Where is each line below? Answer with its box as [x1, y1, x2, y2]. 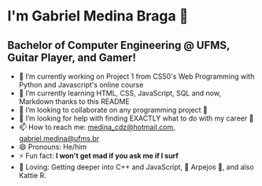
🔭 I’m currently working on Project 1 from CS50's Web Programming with [18, 72, 255, 81]
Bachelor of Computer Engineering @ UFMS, [7, 39, 230, 52]
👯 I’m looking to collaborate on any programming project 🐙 [18, 106, 208, 114]
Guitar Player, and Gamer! [7, 50, 137, 64]
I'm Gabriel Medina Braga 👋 [7, 7, 189, 25]
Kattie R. [18, 171, 46, 180]
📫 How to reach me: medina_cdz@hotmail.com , [18, 122, 175, 132]
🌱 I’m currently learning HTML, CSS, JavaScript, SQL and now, [18, 88, 222, 98]
